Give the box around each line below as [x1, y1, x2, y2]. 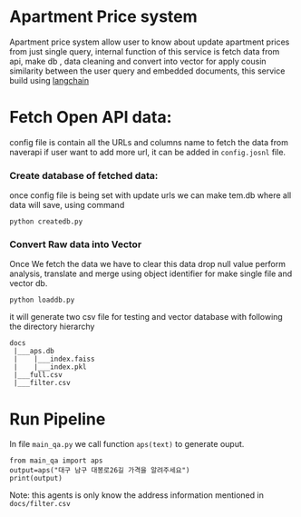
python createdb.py [9, 217, 83, 226]
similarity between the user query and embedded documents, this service [9, 65, 286, 76]
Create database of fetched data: [9, 169, 159, 182]
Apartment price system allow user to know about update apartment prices [9, 36, 290, 47]
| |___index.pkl [13, 363, 88, 372]
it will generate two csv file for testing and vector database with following [9, 312, 283, 323]
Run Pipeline [9, 409, 106, 429]
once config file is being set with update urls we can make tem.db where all [9, 190, 292, 201]
